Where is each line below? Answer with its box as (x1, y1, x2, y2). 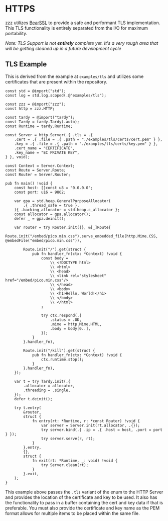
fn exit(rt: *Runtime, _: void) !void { (32, 458, 118, 463)
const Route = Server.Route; (5, 167, 66, 172)
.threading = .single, (23, 388, 71, 393)
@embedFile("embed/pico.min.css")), (5, 238, 82, 243)
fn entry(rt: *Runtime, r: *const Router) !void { (32, 418, 140, 423)
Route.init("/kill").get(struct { (23, 348, 95, 353)
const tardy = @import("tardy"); (5, 115, 75, 120)
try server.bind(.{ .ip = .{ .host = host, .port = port (41, 427, 163, 432)
